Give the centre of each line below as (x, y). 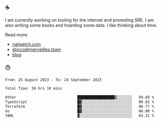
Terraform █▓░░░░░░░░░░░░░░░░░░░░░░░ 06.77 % (80, 107)
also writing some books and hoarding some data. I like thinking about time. (81, 25)
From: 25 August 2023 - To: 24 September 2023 (53, 80)
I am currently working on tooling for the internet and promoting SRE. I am (80, 20)
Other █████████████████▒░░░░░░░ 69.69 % (80, 98)
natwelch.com (26, 44)
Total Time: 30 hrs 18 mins (34, 89)
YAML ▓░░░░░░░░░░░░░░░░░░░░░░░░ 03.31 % (80, 116)
